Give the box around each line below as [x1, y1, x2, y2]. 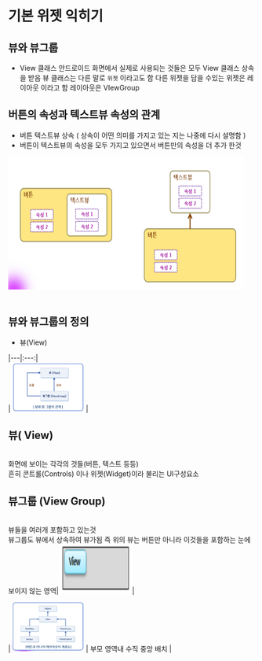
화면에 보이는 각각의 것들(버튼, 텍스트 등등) [8, 460, 139, 469]
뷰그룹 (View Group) [8, 494, 106, 508]
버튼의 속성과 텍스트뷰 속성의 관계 [8, 108, 161, 122]
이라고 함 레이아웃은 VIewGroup [40, 83, 140, 92]
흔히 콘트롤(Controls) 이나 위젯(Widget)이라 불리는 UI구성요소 [8, 469, 199, 478]
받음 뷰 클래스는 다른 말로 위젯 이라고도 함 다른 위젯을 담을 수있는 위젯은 [27, 73, 246, 83]
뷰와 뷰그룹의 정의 [8, 316, 89, 329]
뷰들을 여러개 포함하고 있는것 [8, 525, 96, 535]
